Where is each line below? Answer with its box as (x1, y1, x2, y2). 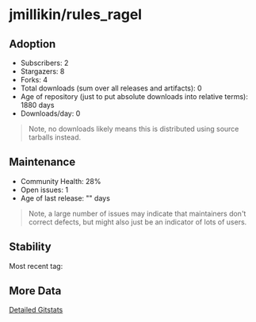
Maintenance (9, 155, 76, 169)
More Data (9, 284, 62, 298)
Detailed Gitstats (9, 305, 63, 315)
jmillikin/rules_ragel (9, 6, 142, 24)
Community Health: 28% (20, 176, 101, 186)
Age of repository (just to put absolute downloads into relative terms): (20, 92, 248, 101)
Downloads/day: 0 (20, 109, 81, 118)
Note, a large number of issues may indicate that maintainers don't (28, 209, 246, 218)
